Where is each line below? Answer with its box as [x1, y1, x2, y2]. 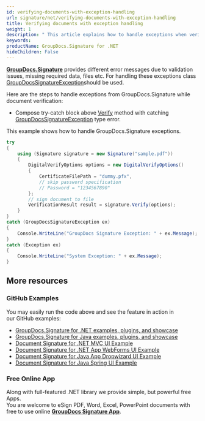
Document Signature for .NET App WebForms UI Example [15, 346, 160, 353]
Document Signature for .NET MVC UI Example [15, 339, 133, 347]
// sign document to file [28, 196, 95, 202]
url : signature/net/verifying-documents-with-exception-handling [6, 15, 176, 21]
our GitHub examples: [6, 314, 61, 322]
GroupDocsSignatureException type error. [15, 115, 121, 123]
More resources [6, 276, 68, 286]
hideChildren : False [6, 49, 59, 55]
